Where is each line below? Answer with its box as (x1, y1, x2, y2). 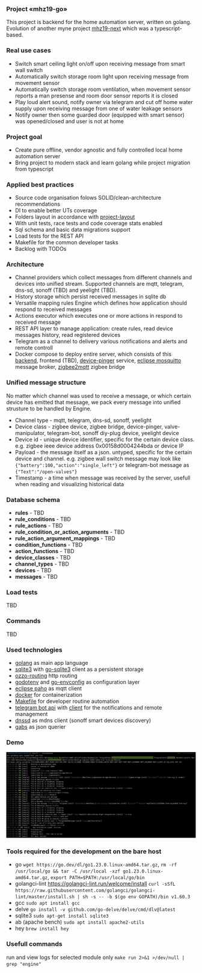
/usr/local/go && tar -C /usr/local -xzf (14, 868, 120, 874)
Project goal (6, 132, 43, 141)
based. (6, 31, 23, 39)
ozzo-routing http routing (14, 672, 78, 679)
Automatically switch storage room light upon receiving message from (14, 73, 189, 80)
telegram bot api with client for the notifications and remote (14, 703, 162, 711)
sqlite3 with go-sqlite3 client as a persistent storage (14, 666, 144, 673)
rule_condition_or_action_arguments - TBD (14, 528, 125, 536)
